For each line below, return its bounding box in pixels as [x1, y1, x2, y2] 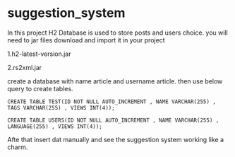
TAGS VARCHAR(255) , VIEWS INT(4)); [7, 104, 115, 111]
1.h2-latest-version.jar [7, 50, 72, 58]
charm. [7, 143, 28, 151]
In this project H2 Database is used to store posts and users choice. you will [7, 28, 228, 37]
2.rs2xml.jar [7, 63, 42, 71]
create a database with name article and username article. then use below [7, 76, 223, 86]
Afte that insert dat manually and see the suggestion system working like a [7, 135, 224, 144]
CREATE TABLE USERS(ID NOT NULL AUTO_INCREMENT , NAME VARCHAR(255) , [7, 117, 219, 124]
